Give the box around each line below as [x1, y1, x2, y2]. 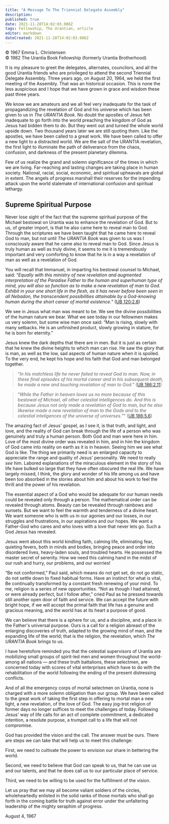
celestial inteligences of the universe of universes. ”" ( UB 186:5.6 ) [17, 413, 152, 419]
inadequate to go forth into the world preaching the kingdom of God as [5, 117, 152, 123]
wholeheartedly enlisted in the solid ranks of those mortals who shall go [5, 792, 154, 798]
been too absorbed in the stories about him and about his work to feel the [5, 476, 157, 482]
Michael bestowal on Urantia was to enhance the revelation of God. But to [5, 219, 158, 225]
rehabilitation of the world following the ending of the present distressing [5, 669, 156, 676]
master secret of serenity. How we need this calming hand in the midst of [5, 554, 157, 560]
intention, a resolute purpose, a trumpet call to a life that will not [5, 717, 137, 723]
